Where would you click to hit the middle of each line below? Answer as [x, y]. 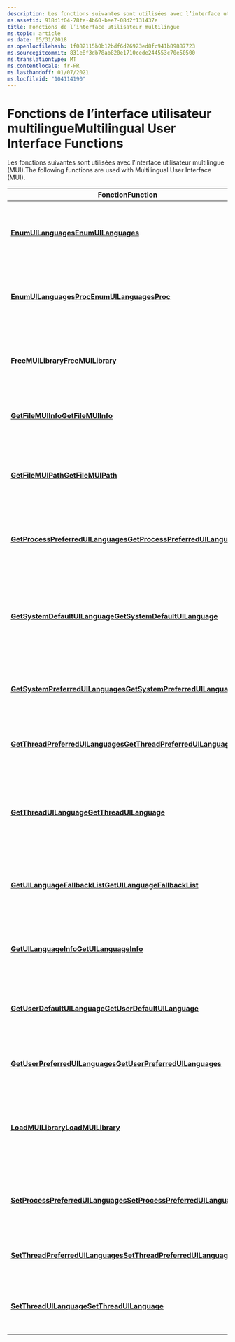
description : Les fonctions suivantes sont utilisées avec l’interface [114, 14]
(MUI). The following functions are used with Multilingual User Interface [109, 170]
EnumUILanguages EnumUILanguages [75, 233]
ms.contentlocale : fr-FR [43, 66]
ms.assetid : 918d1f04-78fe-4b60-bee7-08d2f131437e [83, 20]
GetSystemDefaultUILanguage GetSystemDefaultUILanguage [114, 616]
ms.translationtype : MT [42, 60]
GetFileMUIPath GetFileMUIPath [64, 476]
